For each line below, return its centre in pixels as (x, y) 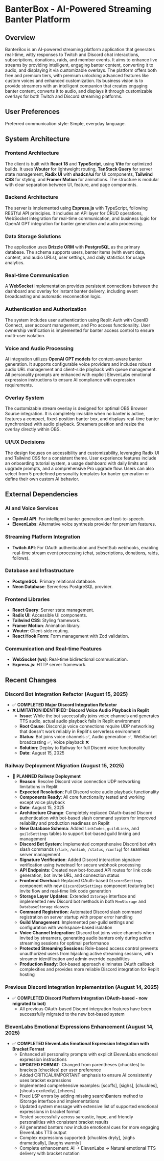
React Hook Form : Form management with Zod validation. (71, 636)
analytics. (15, 263)
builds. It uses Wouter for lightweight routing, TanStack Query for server (79, 169)
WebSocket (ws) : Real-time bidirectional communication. (70, 659)
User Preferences (32, 112)
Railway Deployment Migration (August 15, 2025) (65, 766)
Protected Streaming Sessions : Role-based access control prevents (89, 948)
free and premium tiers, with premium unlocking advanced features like (77, 75)
